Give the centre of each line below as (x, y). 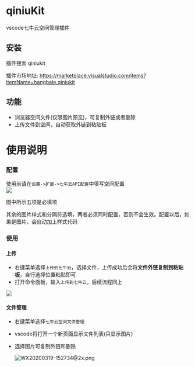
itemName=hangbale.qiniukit (41, 82)
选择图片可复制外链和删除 (45, 347)
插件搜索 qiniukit (26, 63)
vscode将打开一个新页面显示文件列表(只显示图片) (74, 334)
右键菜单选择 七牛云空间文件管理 (49, 321)
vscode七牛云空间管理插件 (38, 27)
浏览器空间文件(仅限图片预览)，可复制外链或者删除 (75, 117)
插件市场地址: (22, 75)
